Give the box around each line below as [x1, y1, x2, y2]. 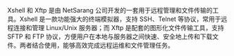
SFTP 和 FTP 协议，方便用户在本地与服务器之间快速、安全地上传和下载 [7, 32, 213, 41]
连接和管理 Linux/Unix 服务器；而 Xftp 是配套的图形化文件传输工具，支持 [13, 24, 224, 31]
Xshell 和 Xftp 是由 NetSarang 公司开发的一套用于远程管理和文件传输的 [7, 6, 213, 14]
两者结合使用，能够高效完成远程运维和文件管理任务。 [19, 41, 174, 49]
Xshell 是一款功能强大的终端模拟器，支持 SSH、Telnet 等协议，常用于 [19, 15, 221, 23]
